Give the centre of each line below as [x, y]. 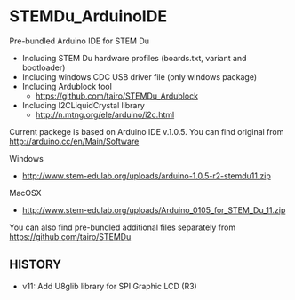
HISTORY [36, 265]
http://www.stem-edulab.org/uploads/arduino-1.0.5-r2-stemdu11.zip [146, 176]
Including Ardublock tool [67, 86]
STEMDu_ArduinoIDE [88, 16]
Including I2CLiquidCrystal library [83, 105]
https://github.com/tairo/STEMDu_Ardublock [116, 96]
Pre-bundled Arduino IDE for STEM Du [79, 41]
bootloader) [44, 67]
